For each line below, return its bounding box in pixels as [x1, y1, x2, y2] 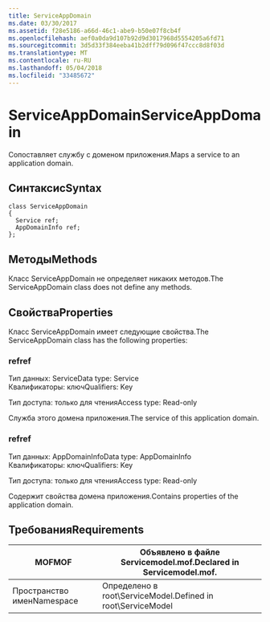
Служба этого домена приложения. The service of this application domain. [8, 413, 260, 423]
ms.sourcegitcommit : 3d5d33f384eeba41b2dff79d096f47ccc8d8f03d [8, 42, 225, 50]
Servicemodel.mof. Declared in [120, 557, 239, 568]
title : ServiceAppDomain [8, 11, 92, 20]
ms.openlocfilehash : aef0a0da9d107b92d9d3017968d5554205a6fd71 [8, 34, 225, 43]
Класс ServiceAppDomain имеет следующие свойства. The [8, 327, 209, 336]
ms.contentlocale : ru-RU [8, 57, 92, 65]
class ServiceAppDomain [8, 202, 88, 211]
